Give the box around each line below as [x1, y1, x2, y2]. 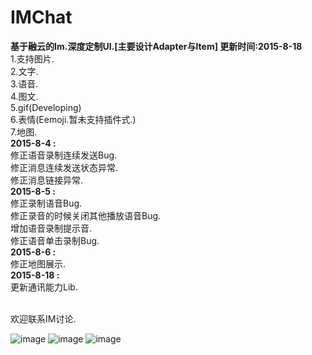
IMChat [10, 6, 73, 29]
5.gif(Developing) [10, 101, 82, 113]
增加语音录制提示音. [10, 222, 93, 234]
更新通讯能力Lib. [10, 281, 78, 293]
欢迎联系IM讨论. [10, 312, 77, 325]
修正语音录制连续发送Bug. [10, 149, 118, 161]
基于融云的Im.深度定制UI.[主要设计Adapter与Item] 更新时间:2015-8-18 [10, 40, 303, 52]
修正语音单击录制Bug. [10, 234, 100, 246]
